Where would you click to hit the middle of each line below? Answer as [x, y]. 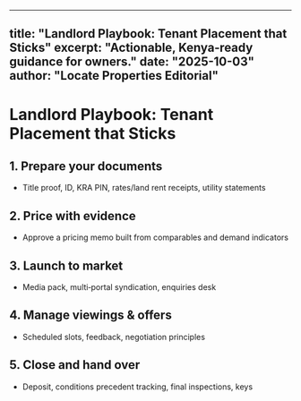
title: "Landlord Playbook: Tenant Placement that [148, 34]
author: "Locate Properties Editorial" [114, 76]
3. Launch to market [66, 265]
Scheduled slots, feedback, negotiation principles [114, 337]
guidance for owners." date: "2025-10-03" [132, 62]
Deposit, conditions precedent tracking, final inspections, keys [138, 387]
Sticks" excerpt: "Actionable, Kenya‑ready [131, 48]
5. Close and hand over [75, 365]
